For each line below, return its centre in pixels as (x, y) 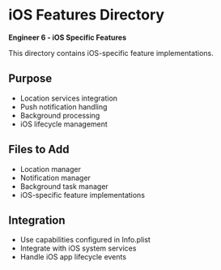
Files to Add (39, 150)
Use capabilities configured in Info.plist (85, 240)
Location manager (50, 169)
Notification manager (55, 178)
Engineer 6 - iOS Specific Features (68, 37)
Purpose (30, 79)
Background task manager (64, 186)
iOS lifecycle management (64, 124)
